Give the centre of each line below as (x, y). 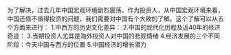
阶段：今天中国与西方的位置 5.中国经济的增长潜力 (77, 44)
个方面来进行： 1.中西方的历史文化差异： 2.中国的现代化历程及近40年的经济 (114, 27)
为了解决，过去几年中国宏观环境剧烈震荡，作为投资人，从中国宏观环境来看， (115, 10)
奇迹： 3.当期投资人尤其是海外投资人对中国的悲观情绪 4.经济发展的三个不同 (113, 36)
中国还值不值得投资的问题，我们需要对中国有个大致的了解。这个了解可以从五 (115, 19)
